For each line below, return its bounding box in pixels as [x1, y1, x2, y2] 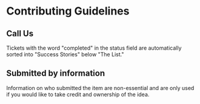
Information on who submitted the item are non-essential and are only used [6, 84, 195, 91]
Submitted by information [6, 68, 105, 79]
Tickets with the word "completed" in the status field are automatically [6, 44, 182, 51]
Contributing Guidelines [6, 4, 130, 18]
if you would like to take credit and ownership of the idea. [6, 91, 150, 98]
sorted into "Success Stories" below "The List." [6, 51, 124, 58]
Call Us [6, 28, 34, 39]
